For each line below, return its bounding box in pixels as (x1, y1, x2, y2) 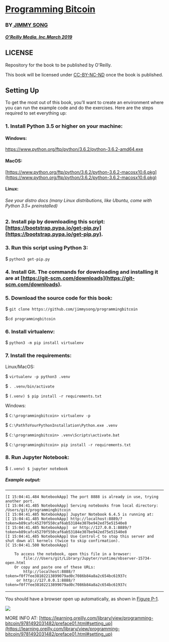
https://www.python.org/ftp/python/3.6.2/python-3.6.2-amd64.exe (5, 146, 143, 152)
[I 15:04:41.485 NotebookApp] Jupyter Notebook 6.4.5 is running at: (5, 512, 154, 517)
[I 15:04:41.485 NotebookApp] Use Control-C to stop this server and (5, 534, 154, 539)
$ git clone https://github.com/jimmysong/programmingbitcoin (5, 306, 138, 312)
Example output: (5, 477, 41, 483)
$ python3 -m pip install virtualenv (5, 339, 84, 345)
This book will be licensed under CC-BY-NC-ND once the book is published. (5, 71, 163, 77)
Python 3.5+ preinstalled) (5, 203, 58, 209)
